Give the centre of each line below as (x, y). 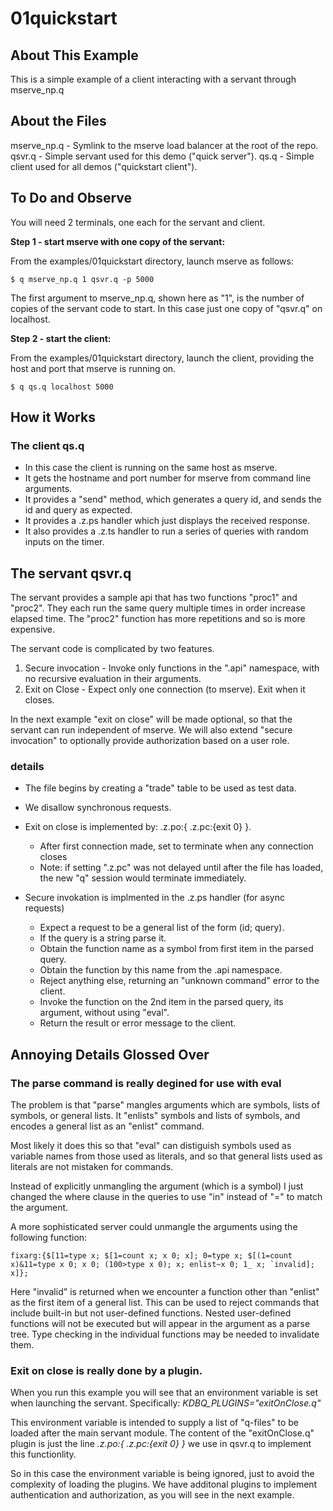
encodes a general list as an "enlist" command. (107, 1126)
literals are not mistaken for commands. (92, 1167)
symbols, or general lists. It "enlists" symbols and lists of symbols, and (155, 1116)
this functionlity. (43, 1454)
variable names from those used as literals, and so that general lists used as (166, 1156)
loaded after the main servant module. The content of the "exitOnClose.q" (162, 1433)
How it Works (53, 417)
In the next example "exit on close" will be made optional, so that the (151, 719)
